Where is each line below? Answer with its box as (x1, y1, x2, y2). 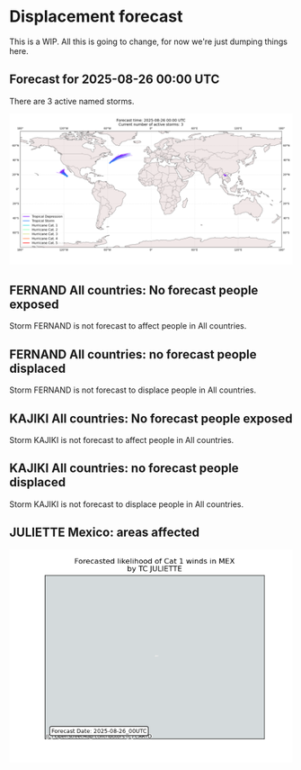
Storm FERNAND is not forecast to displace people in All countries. (9, 385, 257, 395)
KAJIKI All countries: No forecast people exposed (9, 411, 293, 426)
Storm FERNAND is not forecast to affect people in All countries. (9, 321, 247, 331)
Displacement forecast (9, 6, 183, 27)
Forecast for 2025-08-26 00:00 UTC (9, 72, 220, 87)
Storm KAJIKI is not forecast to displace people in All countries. (9, 498, 244, 510)
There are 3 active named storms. (9, 95, 135, 106)
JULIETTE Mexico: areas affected (9, 525, 200, 540)
